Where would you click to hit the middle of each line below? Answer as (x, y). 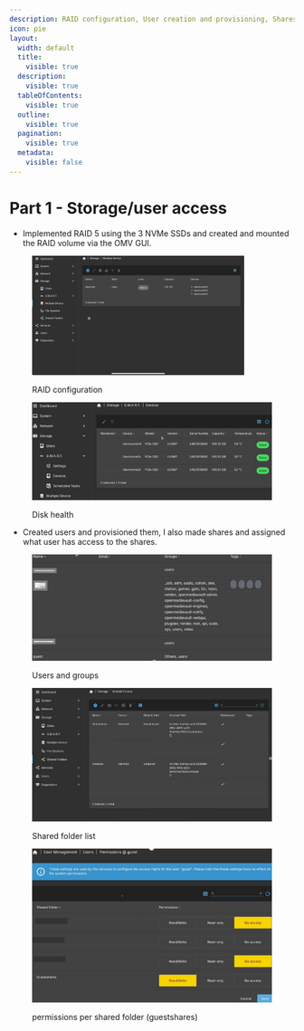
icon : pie (28, 29)
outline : (34, 115)
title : (30, 57)
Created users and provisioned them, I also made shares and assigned (154, 532)
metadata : (36, 153)
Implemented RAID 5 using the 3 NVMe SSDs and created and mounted (156, 233)
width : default (46, 48)
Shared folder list (64, 835)
